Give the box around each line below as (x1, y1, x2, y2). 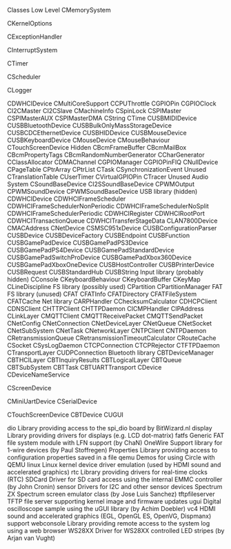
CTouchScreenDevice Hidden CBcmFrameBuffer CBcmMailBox (7, 143, 187, 151)
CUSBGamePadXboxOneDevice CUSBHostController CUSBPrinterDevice (7, 261, 215, 268)
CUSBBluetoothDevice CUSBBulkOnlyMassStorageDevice (7, 121, 172, 130)
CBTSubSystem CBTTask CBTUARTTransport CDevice (7, 363, 162, 371)
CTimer (7, 59, 29, 68)
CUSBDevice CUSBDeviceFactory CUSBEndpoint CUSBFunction (7, 231, 190, 239)
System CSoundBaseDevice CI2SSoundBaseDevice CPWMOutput (7, 180, 195, 188)
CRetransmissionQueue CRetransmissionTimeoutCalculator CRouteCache (7, 334, 217, 342)
